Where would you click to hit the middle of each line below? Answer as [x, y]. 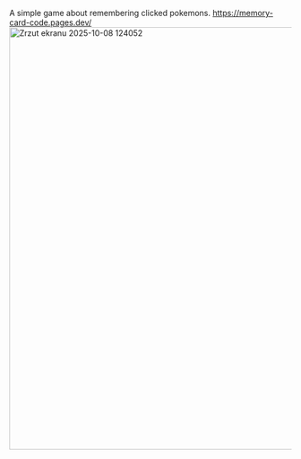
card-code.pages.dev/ [51, 22]
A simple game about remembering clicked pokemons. [110, 13]
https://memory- [242, 13]
